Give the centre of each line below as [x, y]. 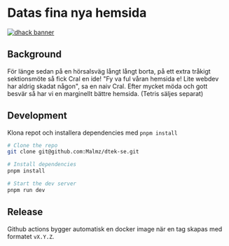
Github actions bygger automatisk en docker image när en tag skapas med [115, 228]
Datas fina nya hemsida [77, 13]
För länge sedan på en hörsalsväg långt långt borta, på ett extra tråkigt [109, 71]
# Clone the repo [33, 145]
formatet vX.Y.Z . [31, 236]
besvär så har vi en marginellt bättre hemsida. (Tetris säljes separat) [105, 93]
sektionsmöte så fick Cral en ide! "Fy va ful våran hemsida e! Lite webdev [113, 78]
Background [34, 54]
